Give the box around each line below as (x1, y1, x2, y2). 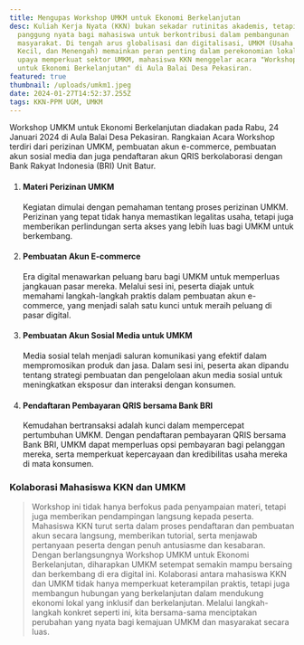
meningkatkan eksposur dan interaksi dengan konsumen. (22, 379, 237, 390)
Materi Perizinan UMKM (22, 181, 115, 192)
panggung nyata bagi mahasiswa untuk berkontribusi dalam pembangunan (17, 30, 290, 39)
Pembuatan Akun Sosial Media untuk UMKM (22, 330, 193, 341)
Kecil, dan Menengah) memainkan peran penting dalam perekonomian (17, 47, 273, 56)
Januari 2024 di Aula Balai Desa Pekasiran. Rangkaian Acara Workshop (9, 132, 276, 143)
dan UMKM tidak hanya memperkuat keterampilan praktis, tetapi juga (31, 578, 290, 589)
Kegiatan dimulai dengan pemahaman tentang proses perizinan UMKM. (22, 201, 289, 213)
